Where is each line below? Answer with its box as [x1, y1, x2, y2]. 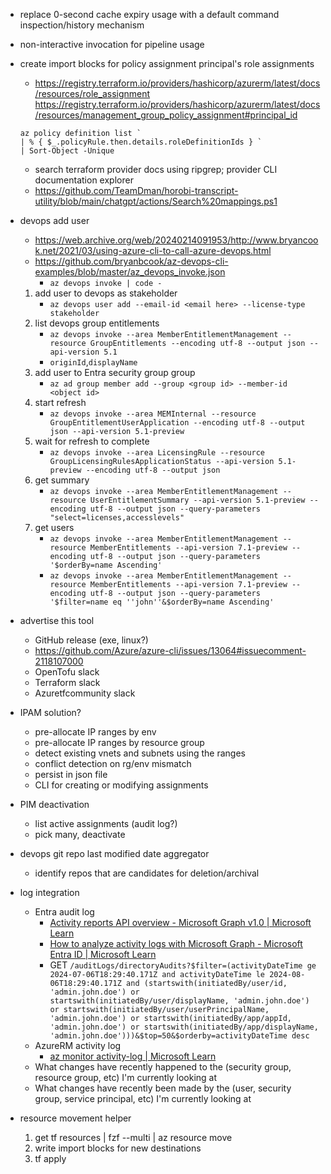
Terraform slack [34, 677, 101, 688]
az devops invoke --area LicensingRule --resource [49, 448, 266, 458]
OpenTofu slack [34, 666, 100, 678]
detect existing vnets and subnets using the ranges [34, 747, 246, 759]
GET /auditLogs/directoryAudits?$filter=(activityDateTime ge [49, 959, 317, 971]
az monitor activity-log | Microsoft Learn [49, 1050, 217, 1062]
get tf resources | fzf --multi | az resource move [34, 1132, 233, 1143]
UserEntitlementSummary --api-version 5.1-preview [89, 495, 306, 505]
